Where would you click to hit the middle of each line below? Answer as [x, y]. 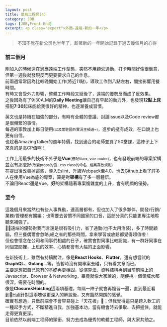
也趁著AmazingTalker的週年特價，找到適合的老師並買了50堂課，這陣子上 [80, 142]
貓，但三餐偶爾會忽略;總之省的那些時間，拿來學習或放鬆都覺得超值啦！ [78, 234]
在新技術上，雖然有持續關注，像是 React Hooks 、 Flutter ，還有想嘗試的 [78, 257]
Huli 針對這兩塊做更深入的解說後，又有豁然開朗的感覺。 [69, 295]
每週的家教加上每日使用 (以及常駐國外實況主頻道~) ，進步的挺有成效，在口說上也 [82, 129]
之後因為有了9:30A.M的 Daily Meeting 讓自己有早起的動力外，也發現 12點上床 [83, 100]
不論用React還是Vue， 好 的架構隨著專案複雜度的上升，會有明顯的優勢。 [78, 183]
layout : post [19, 10]
